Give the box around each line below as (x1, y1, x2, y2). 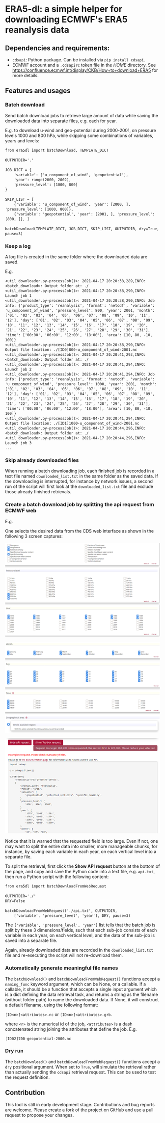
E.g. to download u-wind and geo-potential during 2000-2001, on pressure (5, 127, 156, 133)
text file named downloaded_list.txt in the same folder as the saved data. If (5, 473, 158, 479)
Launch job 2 (5, 367, 32, 372)
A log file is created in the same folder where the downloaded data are (5, 254, 148, 260)
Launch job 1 (5, 293, 32, 298)
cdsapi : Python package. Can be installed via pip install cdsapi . (12, 57, 145, 62)
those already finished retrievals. (5, 489, 72, 495)
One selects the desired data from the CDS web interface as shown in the (5, 528, 154, 534)
